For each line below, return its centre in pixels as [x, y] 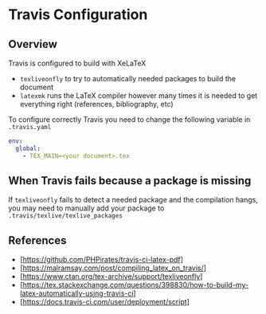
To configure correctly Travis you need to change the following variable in [129, 120]
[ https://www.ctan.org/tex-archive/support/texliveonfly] [111, 277]
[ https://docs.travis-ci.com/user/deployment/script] [104, 302]
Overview [33, 44]
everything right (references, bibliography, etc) [96, 104]
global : [28, 148]
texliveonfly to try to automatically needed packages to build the [128, 78]
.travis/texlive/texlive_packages [66, 216]
